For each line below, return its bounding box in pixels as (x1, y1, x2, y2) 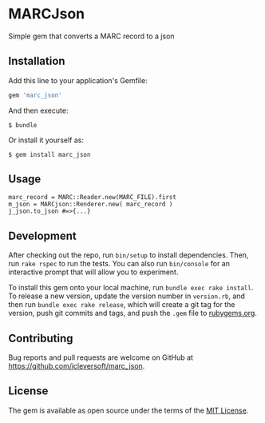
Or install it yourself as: (8, 135, 84, 145)
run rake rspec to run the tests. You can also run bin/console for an (8, 259, 230, 269)
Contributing (8, 331, 73, 345)
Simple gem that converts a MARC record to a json (8, 31, 175, 41)
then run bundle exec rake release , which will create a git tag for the (8, 300, 235, 309)
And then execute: (8, 106, 69, 115)
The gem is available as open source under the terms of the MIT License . (8, 405, 249, 415)
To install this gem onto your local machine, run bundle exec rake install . (8, 283, 254, 293)
